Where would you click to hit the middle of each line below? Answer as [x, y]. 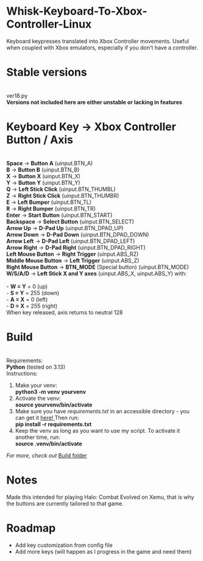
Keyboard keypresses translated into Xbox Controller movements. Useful [98, 41]
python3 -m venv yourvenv [51, 391]
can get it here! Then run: [47, 418]
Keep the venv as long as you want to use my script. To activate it [98, 430]
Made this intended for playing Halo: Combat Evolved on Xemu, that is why [100, 497]
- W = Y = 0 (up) [27, 286]
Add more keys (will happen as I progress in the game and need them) [103, 551]
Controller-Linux [49, 24]
